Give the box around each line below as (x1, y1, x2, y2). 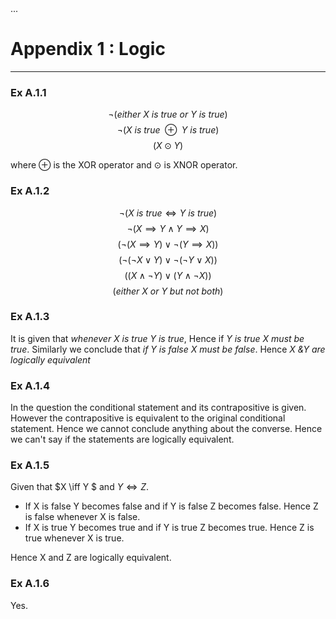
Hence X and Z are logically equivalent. (10, 552, 172, 564)
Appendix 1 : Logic (10, 38, 166, 61)
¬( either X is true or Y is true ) (108, 108, 228, 121)
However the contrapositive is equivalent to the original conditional (10, 412, 286, 424)
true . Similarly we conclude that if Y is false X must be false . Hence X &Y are (10, 343, 326, 355)
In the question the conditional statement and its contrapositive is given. (10, 402, 307, 414)
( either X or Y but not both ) (112, 285, 224, 297)
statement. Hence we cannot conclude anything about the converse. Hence (10, 423, 323, 435)
